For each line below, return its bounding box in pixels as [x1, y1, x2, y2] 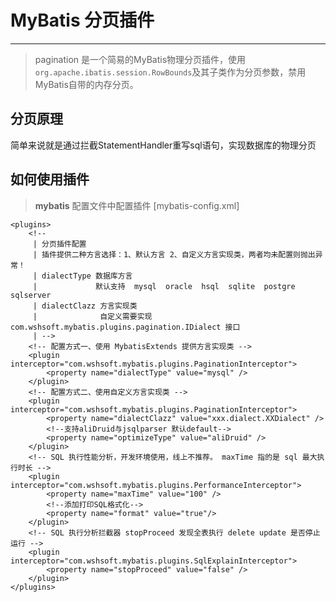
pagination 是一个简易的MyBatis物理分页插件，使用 [34, 53, 247, 65]
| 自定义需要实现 [32, 311, 153, 321]
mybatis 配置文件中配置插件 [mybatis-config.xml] [34, 199, 240, 211]
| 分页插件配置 [32, 239, 87, 249]
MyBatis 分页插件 [10, 9, 155, 32]
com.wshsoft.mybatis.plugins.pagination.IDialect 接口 [10, 322, 241, 332]
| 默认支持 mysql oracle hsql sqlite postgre [32, 281, 296, 291]
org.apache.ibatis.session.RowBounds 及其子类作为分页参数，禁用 [34, 66, 307, 78]
